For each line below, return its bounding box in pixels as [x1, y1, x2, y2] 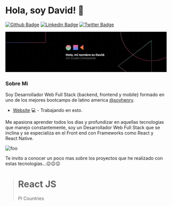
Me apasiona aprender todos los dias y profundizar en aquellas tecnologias [5, 119, 164, 125]
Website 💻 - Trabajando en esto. [12, 107, 83, 113]
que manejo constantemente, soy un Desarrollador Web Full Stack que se [5, 125, 160, 131]
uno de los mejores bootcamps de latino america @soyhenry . [5, 97, 135, 103]
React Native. [5, 135, 34, 142]
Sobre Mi [5, 80, 28, 87]
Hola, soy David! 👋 [5, 5, 84, 16]
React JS [17, 178, 57, 190]
